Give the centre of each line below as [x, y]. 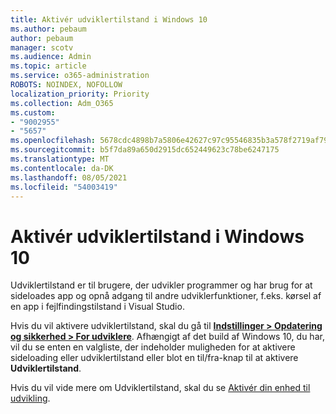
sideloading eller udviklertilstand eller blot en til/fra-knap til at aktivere [154, 358]
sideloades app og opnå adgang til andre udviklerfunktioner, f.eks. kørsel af [166, 296]
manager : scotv [42, 47]
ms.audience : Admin [51, 57]
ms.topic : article [48, 66]
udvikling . [30, 398]
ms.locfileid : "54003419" [64, 187]
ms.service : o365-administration [80, 76]
